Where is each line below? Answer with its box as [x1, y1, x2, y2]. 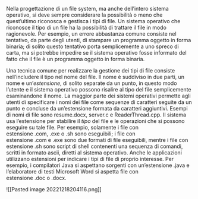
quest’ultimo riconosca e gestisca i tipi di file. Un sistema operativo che [6, 18, 181, 24]
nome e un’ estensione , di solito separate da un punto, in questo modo [6, 80, 177, 87]
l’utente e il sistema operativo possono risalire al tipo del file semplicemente [6, 86, 191, 93]
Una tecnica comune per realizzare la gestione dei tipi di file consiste [6, 67, 175, 74]
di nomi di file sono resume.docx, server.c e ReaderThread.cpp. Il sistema [6, 111, 186, 118]
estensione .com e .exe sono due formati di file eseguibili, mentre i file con [6, 137, 188, 143]
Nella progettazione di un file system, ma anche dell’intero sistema [6, 5, 169, 12]
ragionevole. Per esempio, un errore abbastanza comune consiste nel [6, 30, 177, 37]
